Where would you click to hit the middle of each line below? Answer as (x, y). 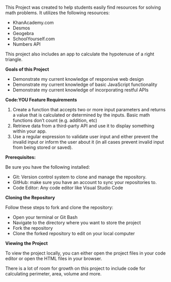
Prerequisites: (21, 157)
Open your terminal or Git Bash (45, 217)
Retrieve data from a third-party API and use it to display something (83, 126)
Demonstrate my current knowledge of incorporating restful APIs (80, 90)
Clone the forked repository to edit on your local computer (74, 233)
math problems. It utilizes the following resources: (58, 13)
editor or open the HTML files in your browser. (54, 258)
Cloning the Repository (30, 197)
